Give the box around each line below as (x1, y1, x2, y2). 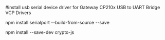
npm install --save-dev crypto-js (5, 29, 75, 35)
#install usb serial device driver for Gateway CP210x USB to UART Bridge (5, 5, 160, 10)
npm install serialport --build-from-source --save (5, 20, 109, 25)
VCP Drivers (5, 10, 31, 16)
